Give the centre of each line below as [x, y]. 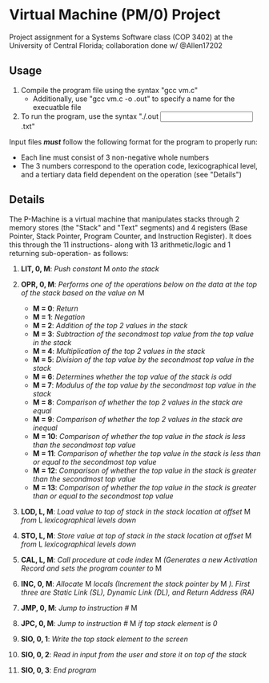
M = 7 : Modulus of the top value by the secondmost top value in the [145, 385]
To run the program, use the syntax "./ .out [90, 116]
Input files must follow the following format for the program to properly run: [134, 141]
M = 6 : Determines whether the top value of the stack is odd [132, 376]
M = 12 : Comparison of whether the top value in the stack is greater [145, 470]
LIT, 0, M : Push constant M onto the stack [90, 268]
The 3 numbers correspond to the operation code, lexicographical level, [139, 165]
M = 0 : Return [55, 308]
